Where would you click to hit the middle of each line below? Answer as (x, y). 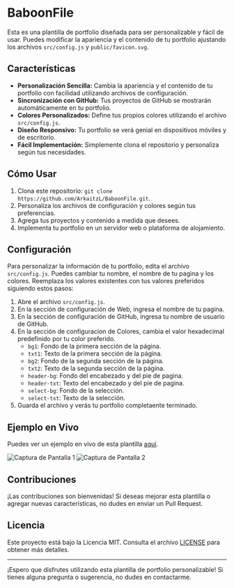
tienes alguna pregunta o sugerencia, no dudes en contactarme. (99, 577)
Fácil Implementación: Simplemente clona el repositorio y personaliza (118, 145)
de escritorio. (36, 137)
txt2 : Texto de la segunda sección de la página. (96, 368)
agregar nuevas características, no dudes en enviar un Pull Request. (105, 503)
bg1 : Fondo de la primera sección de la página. (94, 347)
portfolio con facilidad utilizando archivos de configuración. (102, 93)
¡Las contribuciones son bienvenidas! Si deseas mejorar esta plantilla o (109, 496)
